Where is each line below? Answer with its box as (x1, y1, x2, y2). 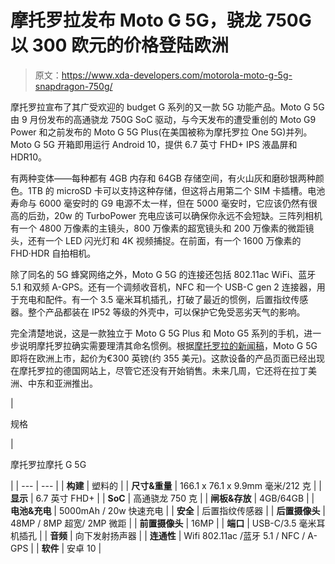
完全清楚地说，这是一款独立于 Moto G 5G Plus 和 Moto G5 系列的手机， (10, 327, 305, 339)
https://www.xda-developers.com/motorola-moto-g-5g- (61, 69, 293, 81)
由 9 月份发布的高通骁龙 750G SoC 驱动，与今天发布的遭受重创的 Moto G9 (10, 113, 317, 125)
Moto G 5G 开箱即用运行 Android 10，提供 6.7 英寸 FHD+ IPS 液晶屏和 (10, 138, 298, 150)
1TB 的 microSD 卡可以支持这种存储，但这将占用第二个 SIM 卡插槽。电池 (27, 184, 326, 196)
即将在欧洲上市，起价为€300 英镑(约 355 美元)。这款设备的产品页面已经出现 (10, 352, 325, 364)
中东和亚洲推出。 (27, 377, 98, 389)
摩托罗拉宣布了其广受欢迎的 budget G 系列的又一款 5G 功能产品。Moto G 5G (10, 101, 325, 113)
